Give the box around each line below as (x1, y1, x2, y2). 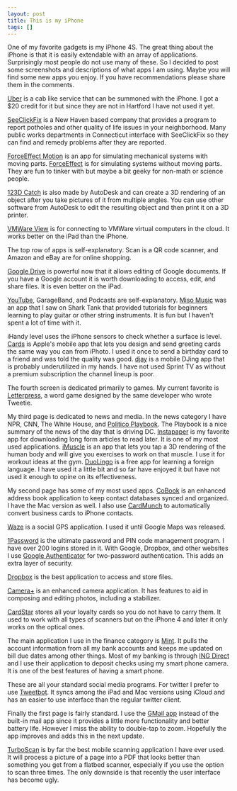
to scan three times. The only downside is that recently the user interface (7, 768, 221, 777)
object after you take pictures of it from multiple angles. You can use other (7, 196, 224, 204)
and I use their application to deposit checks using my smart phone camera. (7, 659, 229, 668)
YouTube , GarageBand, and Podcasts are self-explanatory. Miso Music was (7, 296, 227, 305)
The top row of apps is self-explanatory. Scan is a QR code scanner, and (7, 246, 219, 254)
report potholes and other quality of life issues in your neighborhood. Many (7, 123, 226, 132)
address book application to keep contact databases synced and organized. (7, 494, 229, 503)
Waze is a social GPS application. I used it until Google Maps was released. (7, 522, 226, 532)
